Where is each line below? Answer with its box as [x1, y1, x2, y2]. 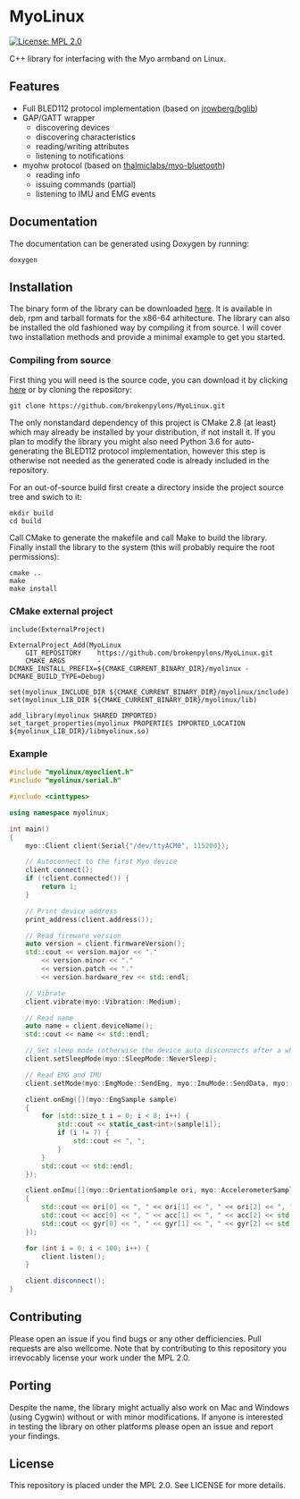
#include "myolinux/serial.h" [9, 776, 122, 785]
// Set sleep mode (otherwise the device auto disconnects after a [25, 1046, 281, 1055]
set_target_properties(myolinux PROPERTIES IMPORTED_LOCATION [9, 718, 246, 728]
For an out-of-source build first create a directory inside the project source [9, 481, 284, 493]
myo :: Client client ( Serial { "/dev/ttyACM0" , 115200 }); [25, 841, 229, 851]
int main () [9, 825, 50, 834]
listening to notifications [35, 150, 124, 161]
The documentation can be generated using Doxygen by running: [9, 238, 250, 249]
